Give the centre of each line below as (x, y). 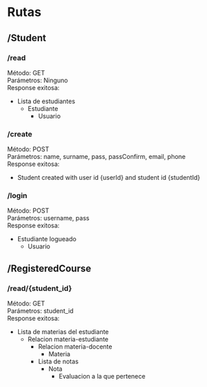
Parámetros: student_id (41, 311)
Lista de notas (58, 362)
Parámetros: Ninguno (38, 80)
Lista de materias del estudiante (63, 332)
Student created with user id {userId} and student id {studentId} (108, 178)
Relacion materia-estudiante (68, 340)
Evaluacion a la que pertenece (102, 377)
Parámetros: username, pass (48, 218)
